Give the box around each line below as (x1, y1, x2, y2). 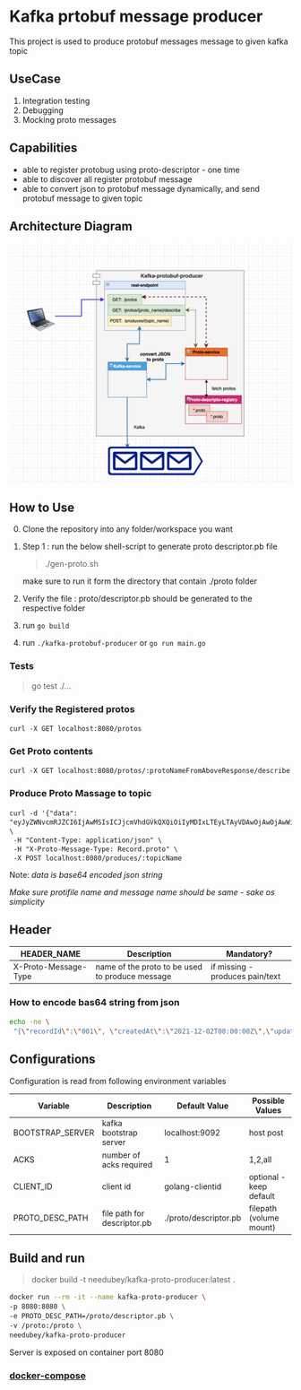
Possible (252, 1096, 285, 1107)
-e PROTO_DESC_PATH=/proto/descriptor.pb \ (9, 1312, 175, 1321)
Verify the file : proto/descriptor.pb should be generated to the (21, 594, 253, 604)
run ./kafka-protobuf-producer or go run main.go (21, 638, 206, 648)
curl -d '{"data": (9, 809, 78, 818)
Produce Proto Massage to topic (9, 787, 152, 800)
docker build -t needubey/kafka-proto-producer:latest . (30, 1274, 236, 1285)
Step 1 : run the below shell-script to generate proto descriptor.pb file (21, 541, 278, 552)
